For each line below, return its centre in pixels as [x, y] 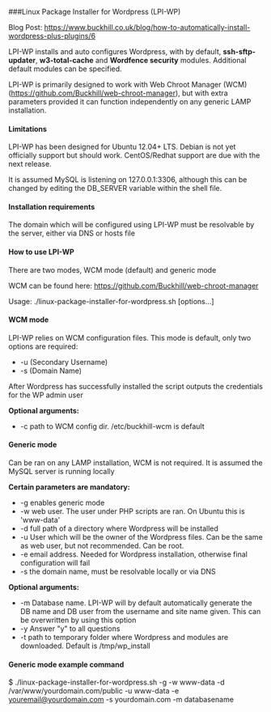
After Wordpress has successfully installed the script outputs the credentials [135, 386]
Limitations [28, 129]
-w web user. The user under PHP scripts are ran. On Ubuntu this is [132, 511]
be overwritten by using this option [78, 620]
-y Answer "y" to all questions [70, 629]
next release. [30, 164]
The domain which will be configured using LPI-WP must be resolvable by [131, 225]
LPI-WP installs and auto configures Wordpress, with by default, [115, 51]
